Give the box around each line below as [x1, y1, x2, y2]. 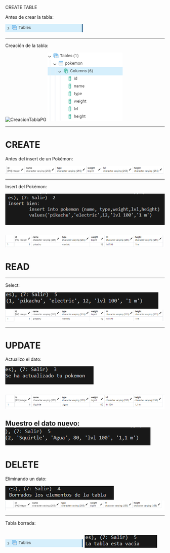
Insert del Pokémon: [5, 184, 47, 190]
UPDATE [5, 339, 41, 351]
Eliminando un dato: [5, 476, 47, 482]
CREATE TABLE [5, 5, 37, 10]
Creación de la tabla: [5, 42, 49, 49]
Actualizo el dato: [5, 356, 41, 362]
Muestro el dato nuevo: [5, 419, 80, 428]
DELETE [5, 459, 39, 471]
